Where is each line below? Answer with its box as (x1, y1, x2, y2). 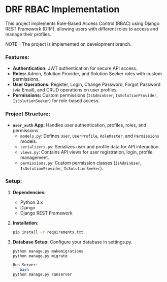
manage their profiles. (5, 31, 52, 37)
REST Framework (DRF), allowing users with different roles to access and (5, 25, 158, 32)
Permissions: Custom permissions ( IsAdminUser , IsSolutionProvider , (12, 92, 158, 99)
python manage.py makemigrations (12, 248, 84, 254)
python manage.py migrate (12, 253, 68, 259)
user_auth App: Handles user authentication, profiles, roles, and (12, 122, 146, 128)
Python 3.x (20, 199, 43, 205)
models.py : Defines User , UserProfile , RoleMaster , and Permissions (20, 133, 159, 139)
